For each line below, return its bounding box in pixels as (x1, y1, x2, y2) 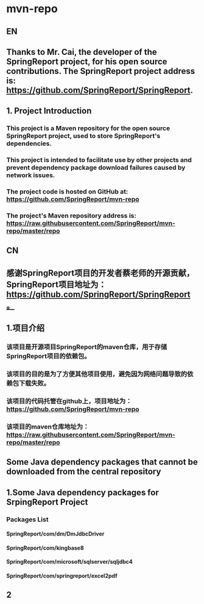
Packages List (6, 515, 49, 523)
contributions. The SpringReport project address (6, 66, 195, 76)
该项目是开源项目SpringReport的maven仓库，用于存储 (6, 343, 167, 351)
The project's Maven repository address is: (6, 211, 137, 220)
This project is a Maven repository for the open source (6, 124, 171, 133)
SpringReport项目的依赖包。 (6, 352, 91, 360)
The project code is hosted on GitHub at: (6, 187, 128, 196)
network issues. (6, 171, 55, 180)
